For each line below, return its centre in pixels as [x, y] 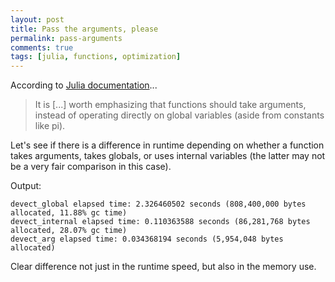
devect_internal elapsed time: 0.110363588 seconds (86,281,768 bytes [160, 222]
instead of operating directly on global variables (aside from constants [179, 115]
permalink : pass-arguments [66, 38]
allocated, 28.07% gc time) [69, 231]
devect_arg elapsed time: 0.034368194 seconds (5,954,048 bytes [147, 239]
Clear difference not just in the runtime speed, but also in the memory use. [163, 267]
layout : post [37, 19]
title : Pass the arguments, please [84, 29]
